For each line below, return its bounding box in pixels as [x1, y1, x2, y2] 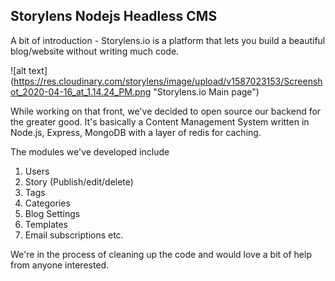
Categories [24, 197, 71, 209]
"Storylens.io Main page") [153, 85, 260, 98]
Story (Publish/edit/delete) [24, 175, 134, 188]
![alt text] [10, 64, 48, 76]
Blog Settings [24, 207, 81, 219]
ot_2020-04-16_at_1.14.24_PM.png [10, 85, 152, 98]
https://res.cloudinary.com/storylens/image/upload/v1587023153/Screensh [13, 75, 323, 87]
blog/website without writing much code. [10, 45, 180, 57]
